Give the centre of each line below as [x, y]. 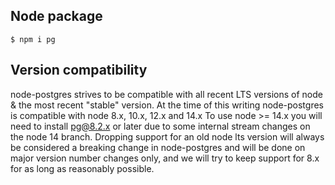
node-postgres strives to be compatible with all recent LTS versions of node [166, 94]
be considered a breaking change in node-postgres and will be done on [158, 147]
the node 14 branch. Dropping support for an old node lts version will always [167, 136]
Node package [56, 16]
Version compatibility [79, 70]
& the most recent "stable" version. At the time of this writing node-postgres [167, 105]
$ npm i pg [33, 39]
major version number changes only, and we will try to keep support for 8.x [165, 158]
